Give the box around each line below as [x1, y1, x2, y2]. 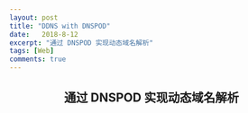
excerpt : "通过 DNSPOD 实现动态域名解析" [9, 38, 153, 48]
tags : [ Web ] [9, 47, 54, 56]
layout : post [9, 13, 59, 22]
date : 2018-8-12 [9, 30, 78, 39]
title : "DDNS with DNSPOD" [9, 22, 111, 30]
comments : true [9, 55, 67, 64]
